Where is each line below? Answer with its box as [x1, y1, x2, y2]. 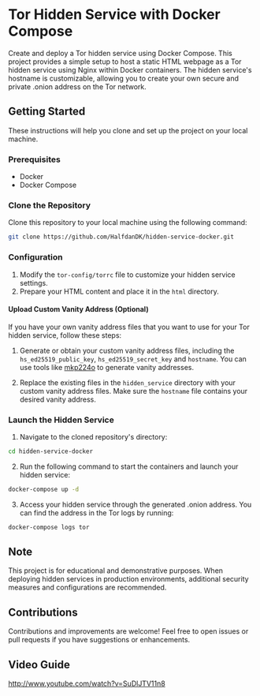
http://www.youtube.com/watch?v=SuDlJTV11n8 [8, 679, 165, 688]
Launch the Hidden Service [8, 414, 114, 425]
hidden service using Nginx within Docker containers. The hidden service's [8, 65, 252, 74]
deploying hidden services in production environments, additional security [8, 574, 250, 584]
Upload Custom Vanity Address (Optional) [8, 305, 149, 314]
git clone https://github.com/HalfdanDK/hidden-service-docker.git [8, 233, 235, 241]
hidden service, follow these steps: [8, 330, 122, 340]
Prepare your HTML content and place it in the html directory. [19, 286, 219, 296]
